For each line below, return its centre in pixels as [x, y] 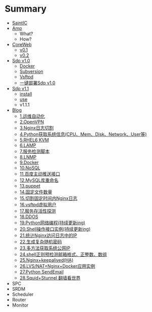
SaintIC [19, 23]
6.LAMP [28, 145]
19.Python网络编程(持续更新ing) [52, 222]
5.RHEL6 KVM [34, 140]
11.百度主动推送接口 [40, 174]
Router [19, 299]
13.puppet [30, 186]
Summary [26, 9]
